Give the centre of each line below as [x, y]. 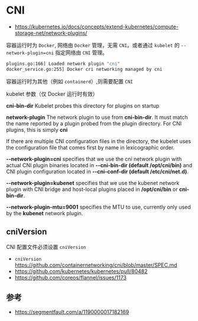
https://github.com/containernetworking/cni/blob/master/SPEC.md [96, 265]
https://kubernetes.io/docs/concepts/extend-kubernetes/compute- [97, 27]
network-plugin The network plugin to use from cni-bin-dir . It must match [97, 117]
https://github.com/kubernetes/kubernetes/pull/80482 [81, 271]
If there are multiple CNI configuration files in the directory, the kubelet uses [99, 141]
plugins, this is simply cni [37, 129]
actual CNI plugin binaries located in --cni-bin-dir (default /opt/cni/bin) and [99, 165]
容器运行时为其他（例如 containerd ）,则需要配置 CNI [69, 81]
